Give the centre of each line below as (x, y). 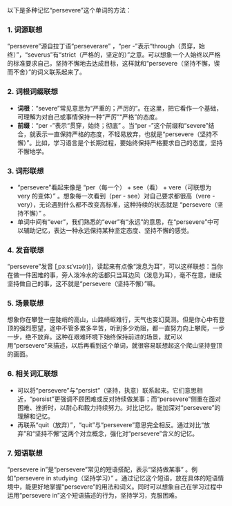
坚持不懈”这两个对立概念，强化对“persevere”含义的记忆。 (117, 433)
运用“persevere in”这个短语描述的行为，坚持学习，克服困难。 (94, 496)
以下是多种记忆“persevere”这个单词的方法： (70, 10)
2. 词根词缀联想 (33, 92)
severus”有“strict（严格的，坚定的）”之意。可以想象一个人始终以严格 (124, 55)
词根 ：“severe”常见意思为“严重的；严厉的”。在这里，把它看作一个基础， (120, 108)
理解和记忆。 (35, 416)
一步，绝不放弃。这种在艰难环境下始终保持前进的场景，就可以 (95, 337)
